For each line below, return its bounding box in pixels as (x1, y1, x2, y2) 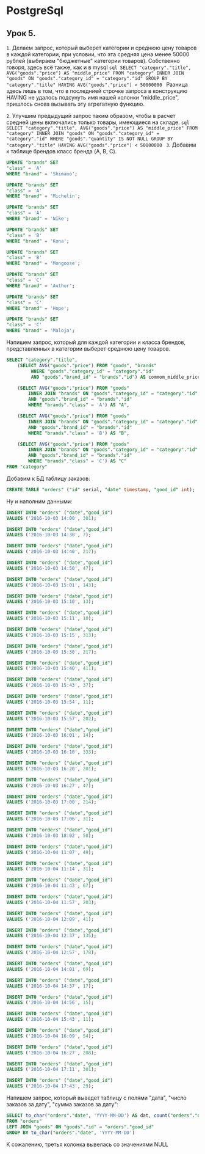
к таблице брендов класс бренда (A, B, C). (6, 148, 117, 155)
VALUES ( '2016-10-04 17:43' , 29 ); (6, 1083, 95, 1089)
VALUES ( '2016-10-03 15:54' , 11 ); (6, 699, 95, 705)
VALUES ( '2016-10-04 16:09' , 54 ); (6, 1033, 95, 1039)
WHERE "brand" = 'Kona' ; (6, 238, 70, 244)
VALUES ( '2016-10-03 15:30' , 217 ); (6, 649, 97, 655)
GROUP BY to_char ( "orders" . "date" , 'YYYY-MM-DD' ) (6, 1130, 135, 1136)
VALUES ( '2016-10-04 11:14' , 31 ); (6, 866, 95, 872)
